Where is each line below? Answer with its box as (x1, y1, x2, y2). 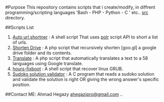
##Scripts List (5, 24, 34, 30)
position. (12, 82, 31, 88)
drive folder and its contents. (12, 50, 72, 56)
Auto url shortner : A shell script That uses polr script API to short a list (12, 34, 158, 40)
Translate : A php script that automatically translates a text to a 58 (12, 55, 148, 61)
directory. (5, 15, 25, 20)
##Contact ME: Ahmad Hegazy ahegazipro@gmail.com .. (5, 92, 123, 97)
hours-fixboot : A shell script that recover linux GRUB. (12, 66, 123, 72)
